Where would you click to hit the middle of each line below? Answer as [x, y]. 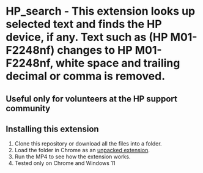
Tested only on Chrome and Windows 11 [65, 163]
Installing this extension [52, 129]
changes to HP [95, 50]
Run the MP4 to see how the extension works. [72, 156]
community [28, 108]
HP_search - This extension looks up [101, 11]
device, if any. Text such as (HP [87, 37]
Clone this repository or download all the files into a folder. [88, 144]
